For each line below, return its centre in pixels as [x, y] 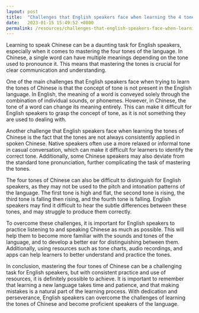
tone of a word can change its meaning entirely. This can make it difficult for [99, 107]
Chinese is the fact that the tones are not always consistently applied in [93, 138]
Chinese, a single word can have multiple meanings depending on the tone [97, 58]
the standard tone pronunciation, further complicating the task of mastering [98, 162]
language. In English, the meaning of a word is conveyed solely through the [98, 94]
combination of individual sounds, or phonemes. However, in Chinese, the [96, 101]
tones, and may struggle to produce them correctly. [69, 212]
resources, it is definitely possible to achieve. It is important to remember [95, 279]
